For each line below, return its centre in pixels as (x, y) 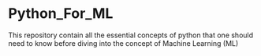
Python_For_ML (61, 14)
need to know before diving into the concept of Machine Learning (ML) (123, 43)
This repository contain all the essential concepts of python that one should (131, 35)
